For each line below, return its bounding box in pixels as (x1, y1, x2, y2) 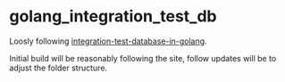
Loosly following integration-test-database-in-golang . (9, 36, 207, 46)
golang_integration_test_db (9, 6, 217, 27)
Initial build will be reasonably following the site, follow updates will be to (9, 53, 277, 63)
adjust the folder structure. (9, 62, 108, 73)
